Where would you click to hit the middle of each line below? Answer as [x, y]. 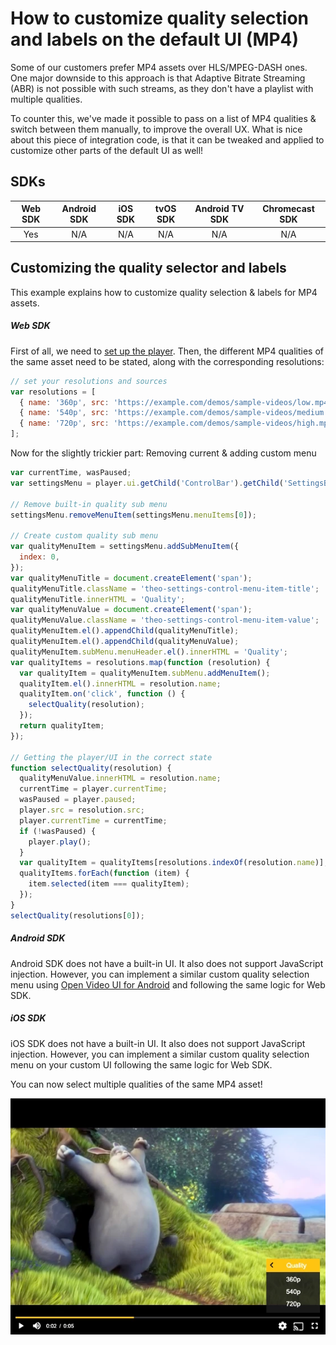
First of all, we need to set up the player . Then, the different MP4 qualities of [167, 351]
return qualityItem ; [62, 726]
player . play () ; [60, 842]
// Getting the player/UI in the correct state [111, 757]
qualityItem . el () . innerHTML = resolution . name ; [120, 683]
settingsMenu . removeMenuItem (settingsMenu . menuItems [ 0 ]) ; [133, 515]
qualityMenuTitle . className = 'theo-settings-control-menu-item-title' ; [165, 588]
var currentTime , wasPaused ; [71, 473]
